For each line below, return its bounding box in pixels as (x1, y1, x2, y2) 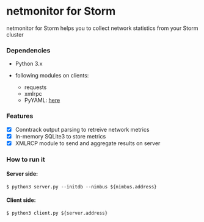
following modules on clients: (15, 72, 89, 79)
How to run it (6, 155, 45, 163)
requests (24, 84, 47, 91)
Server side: (6, 170, 38, 177)
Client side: (6, 196, 36, 204)
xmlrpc (24, 90, 42, 98)
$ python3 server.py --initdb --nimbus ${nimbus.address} (6, 184, 157, 190)
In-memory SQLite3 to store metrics (15, 132, 106, 140)
